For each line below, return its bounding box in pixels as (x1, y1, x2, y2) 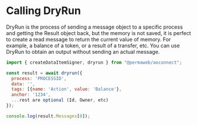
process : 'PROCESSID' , (11, 75, 67, 81)
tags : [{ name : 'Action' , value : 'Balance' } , (11, 86, 122, 92)
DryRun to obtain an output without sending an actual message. (6, 48, 160, 55)
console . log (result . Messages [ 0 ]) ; (6, 113, 91, 119)
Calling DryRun (6, 4, 81, 18)
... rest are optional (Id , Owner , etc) (11, 98, 109, 103)
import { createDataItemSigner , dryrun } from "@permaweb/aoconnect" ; (6, 60, 182, 65)
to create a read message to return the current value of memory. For (6, 36, 171, 43)
